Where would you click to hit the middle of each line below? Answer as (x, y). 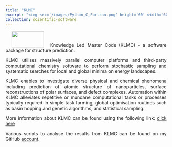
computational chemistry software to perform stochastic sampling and (86, 66)
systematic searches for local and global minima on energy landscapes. (81, 71)
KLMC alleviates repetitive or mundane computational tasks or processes (86, 97)
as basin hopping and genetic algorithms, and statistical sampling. (75, 109)
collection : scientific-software (41, 19)
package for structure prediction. (40, 50)
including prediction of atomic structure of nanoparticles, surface (86, 87)
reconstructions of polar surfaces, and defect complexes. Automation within (86, 92)
